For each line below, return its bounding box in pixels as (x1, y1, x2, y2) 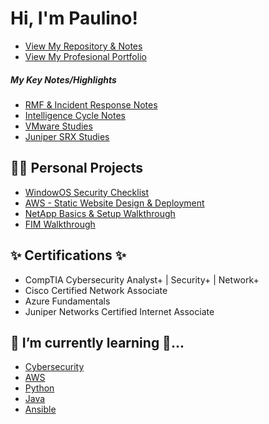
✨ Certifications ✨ (10, 247, 127, 264)
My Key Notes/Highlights (10, 73, 117, 86)
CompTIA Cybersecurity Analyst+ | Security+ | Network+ (24, 273, 260, 286)
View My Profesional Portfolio (24, 50, 147, 62)
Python (24, 382, 55, 394)
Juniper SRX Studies (24, 130, 110, 142)
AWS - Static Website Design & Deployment (24, 197, 205, 209)
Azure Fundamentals (24, 295, 111, 307)
